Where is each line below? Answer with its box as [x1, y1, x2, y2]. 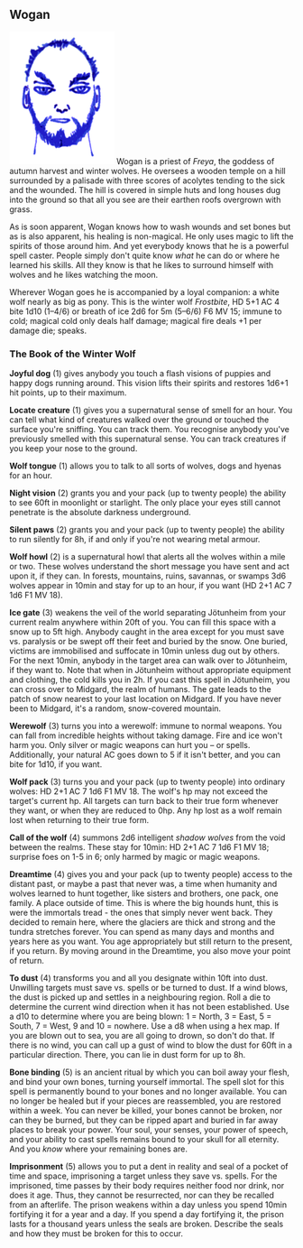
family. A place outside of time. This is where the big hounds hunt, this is [9, 898, 280, 909]
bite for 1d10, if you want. [9, 759, 103, 770]
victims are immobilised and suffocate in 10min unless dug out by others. [9, 645, 280, 657]
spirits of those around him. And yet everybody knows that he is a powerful [9, 240, 289, 251]
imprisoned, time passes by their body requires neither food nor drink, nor [9, 1180, 285, 1191]
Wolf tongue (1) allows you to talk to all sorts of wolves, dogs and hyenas [9, 460, 282, 472]
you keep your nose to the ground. [9, 443, 138, 454]
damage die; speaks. [9, 325, 87, 336]
